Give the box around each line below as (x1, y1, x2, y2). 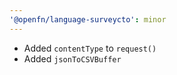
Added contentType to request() (23, 42, 157, 54)
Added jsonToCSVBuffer (23, 52, 122, 65)
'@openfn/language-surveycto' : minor (9, 14, 167, 25)
